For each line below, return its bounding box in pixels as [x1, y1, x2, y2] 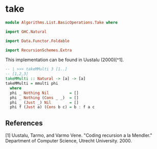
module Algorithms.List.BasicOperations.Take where [5, 20, 118, 25]
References [5, 118, 43, 128]
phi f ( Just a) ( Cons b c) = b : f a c [10, 105, 95, 110]
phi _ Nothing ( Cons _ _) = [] [10, 95, 79, 100]
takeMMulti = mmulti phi [5, 81, 58, 86]
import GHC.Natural [5, 29, 47, 34]
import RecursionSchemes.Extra [5, 47, 72, 53]
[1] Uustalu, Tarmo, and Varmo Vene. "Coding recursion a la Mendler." [5, 132, 152, 138]
